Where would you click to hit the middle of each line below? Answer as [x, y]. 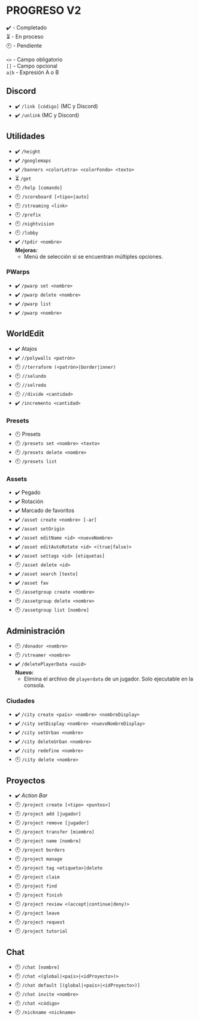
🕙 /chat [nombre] [37, 967]
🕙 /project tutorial [41, 931]
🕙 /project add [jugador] [48, 813]
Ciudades [20, 701]
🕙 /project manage [39, 859]
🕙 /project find [36, 886]
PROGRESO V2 [44, 11]
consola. [34, 685]
